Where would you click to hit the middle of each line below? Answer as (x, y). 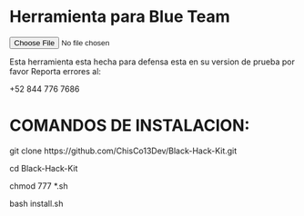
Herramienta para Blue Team (120, 17)
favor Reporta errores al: (56, 71)
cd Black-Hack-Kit (44, 168)
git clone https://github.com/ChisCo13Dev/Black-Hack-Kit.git (123, 151)
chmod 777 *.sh (39, 186)
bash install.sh (36, 203)
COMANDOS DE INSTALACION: (130, 126)
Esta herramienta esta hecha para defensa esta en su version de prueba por (152, 62)
